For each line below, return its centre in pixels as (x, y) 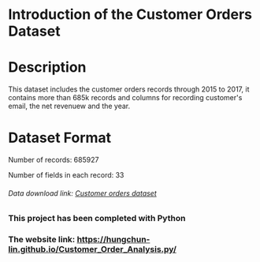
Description (47, 67)
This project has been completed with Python (97, 219)
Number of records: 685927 (54, 160)
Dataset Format (60, 138)
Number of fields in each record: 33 (66, 175)
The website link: (42, 240)
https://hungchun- (113, 240)
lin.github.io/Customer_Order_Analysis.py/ (93, 249)
